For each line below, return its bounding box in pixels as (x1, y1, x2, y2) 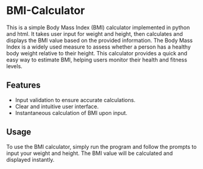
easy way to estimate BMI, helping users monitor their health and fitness (6, 56, 187, 63)
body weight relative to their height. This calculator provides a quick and (6, 49, 187, 57)
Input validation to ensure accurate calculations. (15, 96, 136, 103)
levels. (6, 62, 22, 70)
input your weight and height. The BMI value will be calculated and (6, 150, 173, 157)
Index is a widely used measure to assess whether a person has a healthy (6, 43, 191, 50)
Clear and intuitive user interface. (15, 103, 99, 110)
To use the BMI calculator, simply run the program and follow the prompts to (6, 143, 197, 150)
